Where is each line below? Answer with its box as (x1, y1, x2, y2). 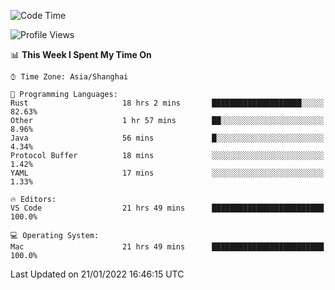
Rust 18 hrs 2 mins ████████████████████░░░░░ (10, 98, 325, 108)
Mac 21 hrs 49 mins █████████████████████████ (10, 242, 325, 252)
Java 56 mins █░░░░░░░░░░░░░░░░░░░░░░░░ (10, 133, 325, 143)
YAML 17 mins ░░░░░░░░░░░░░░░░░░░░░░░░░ (10, 168, 325, 178)
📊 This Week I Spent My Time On (10, 49, 152, 60)
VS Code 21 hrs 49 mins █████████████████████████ (10, 203, 325, 213)
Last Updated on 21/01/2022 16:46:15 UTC (10, 268, 185, 280)
